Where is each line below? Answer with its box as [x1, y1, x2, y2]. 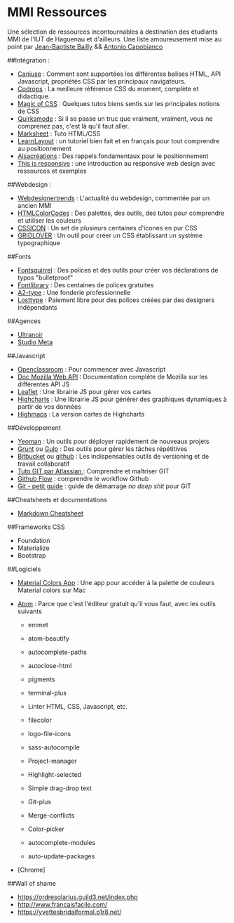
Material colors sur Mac [17, 586, 86, 594]
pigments [27, 675, 55, 683]
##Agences [7, 317, 41, 325]
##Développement [7, 423, 61, 432]
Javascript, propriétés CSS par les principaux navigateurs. [17, 77, 186, 85]
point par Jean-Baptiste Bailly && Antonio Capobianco [7, 42, 163, 51]
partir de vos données [17, 402, 82, 411]
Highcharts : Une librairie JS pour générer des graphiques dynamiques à [17, 395, 228, 403]
